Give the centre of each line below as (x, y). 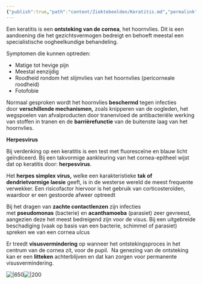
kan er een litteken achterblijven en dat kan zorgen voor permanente (92, 256)
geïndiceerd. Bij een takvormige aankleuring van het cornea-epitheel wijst (98, 158)
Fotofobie (27, 90)
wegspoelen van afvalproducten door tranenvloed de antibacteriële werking (100, 115)
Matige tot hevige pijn (42, 65)
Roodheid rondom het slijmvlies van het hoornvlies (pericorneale (95, 78)
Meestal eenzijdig (37, 71)
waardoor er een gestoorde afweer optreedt (61, 195)
